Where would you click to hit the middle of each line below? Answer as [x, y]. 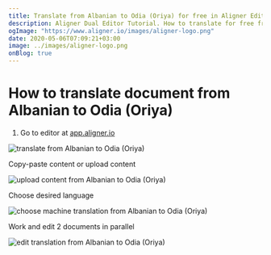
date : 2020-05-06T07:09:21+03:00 [65, 38]
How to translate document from [119, 93]
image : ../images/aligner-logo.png [68, 46]
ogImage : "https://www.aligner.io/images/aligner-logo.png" [112, 31]
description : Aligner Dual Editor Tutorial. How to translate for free [131, 23]
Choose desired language [51, 195]
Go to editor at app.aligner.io [67, 132]
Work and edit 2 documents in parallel [71, 226]
